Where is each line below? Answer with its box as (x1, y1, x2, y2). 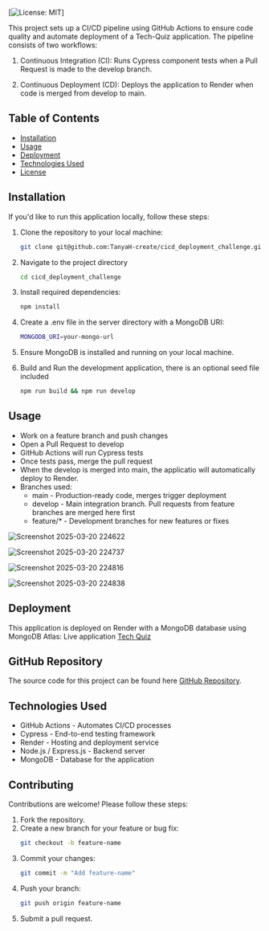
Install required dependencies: (19, 288, 121, 297)
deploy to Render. (19, 473, 79, 483)
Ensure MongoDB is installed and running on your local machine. (19, 348, 234, 357)
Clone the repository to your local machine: (19, 227, 163, 237)
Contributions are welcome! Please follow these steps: (8, 799, 189, 809)
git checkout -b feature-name (19, 839, 122, 847)
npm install (19, 303, 60, 311)
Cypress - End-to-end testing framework (19, 729, 156, 739)
